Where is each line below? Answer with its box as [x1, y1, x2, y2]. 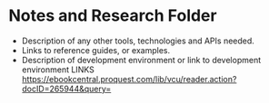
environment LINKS [21, 64, 95, 75]
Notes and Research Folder [8, 5, 217, 26]
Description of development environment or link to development [21, 54, 262, 65]
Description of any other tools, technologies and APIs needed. [21, 35, 255, 46]
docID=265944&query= [21, 83, 112, 94]
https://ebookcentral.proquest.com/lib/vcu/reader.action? [21, 73, 237, 84]
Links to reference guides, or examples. [21, 44, 170, 55]
